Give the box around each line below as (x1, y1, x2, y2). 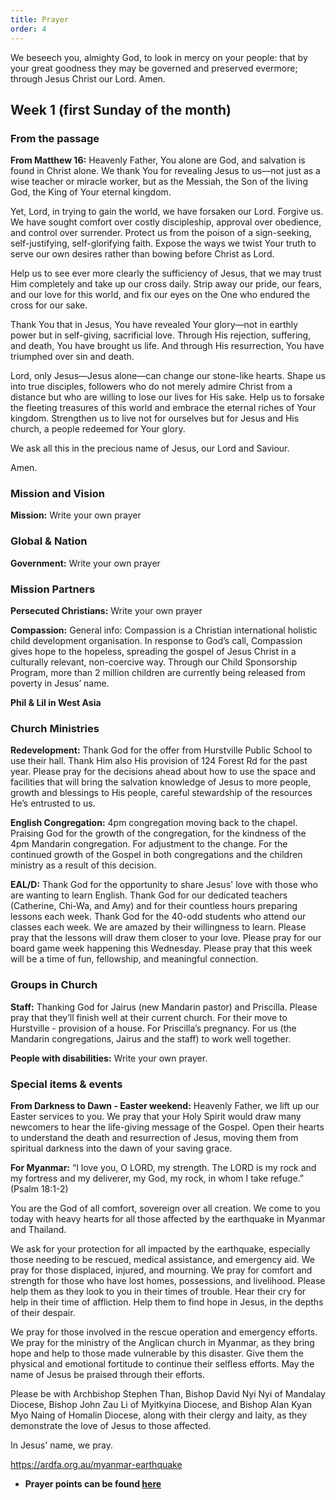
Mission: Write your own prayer (10, 509, 142, 521)
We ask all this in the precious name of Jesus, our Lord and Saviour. (10, 442, 290, 455)
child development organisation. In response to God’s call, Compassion (10, 635, 303, 647)
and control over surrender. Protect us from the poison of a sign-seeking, (10, 227, 312, 239)
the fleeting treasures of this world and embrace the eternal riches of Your (10, 402, 317, 414)
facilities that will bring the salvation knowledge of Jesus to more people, (10, 776, 312, 788)
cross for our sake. (10, 299, 88, 311)
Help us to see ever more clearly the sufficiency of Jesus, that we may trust (10, 267, 322, 280)
